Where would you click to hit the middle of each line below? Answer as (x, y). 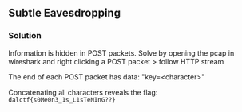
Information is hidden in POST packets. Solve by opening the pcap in (121, 53)
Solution (25, 36)
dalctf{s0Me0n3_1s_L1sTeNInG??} (62, 100)
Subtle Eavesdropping (65, 13)
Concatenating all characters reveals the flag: (83, 92)
